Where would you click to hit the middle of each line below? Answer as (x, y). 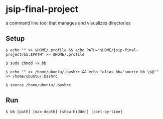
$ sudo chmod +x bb (26, 63)
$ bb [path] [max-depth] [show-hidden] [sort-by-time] (64, 112)
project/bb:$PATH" (25, 54)
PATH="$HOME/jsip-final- (112, 50)
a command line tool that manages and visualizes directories (68, 23)
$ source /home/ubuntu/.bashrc (38, 85)
